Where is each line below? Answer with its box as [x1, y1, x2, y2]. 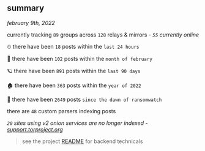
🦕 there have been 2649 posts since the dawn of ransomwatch [7, 96, 162, 103]
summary [7, 3, 45, 13]
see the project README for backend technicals [21, 138, 143, 145]
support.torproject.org [7, 125, 63, 133]
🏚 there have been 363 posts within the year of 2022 [7, 82, 141, 89]
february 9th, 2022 [7, 19, 56, 26]
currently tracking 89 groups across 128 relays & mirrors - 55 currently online [7, 31, 199, 38]
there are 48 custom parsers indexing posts [7, 107, 116, 114]
